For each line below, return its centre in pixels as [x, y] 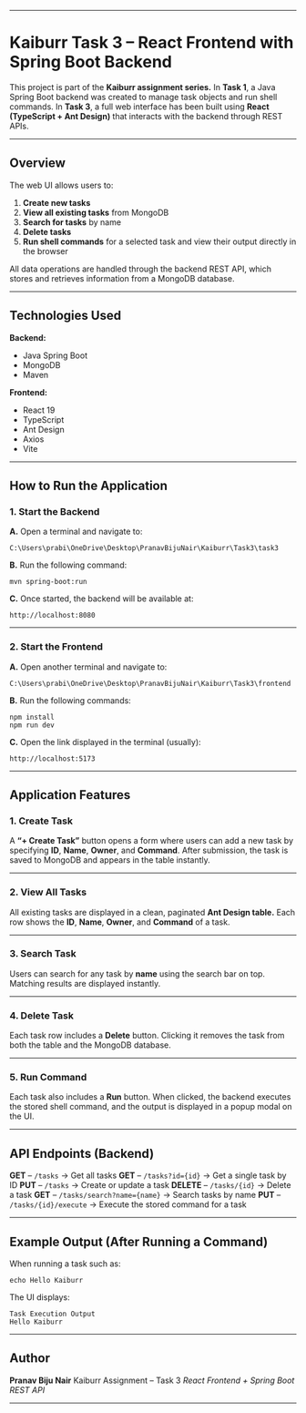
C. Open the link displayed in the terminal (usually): [106, 742]
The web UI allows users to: [61, 185]
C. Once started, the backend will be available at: [102, 599]
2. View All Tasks [48, 892]
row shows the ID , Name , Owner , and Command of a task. [120, 922]
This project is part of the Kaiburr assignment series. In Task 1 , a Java [143, 87]
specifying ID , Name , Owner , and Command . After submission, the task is [149, 850]
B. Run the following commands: [71, 700]
